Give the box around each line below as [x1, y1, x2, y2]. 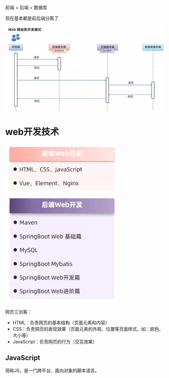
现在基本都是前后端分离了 [5, 15, 59, 21]
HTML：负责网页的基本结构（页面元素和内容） [12, 319, 110, 326]
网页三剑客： [5, 308, 32, 315]
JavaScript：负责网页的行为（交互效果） [12, 338, 98, 345]
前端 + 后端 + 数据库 [5, 5, 48, 10]
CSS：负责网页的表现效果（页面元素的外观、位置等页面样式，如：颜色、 [12, 326, 163, 332]
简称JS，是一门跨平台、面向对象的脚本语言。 [5, 367, 100, 374]
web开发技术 [5, 126, 59, 138]
